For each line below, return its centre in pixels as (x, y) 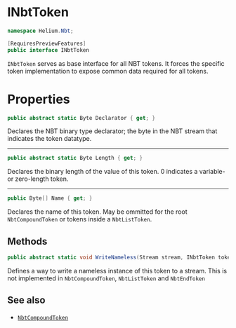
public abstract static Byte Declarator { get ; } (81, 118)
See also (26, 300)
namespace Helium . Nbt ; (40, 31)
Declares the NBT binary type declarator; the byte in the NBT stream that (112, 131)
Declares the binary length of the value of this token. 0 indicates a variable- (117, 172)
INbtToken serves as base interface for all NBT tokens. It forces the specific (116, 63)
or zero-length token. (38, 179)
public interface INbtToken (48, 50)
